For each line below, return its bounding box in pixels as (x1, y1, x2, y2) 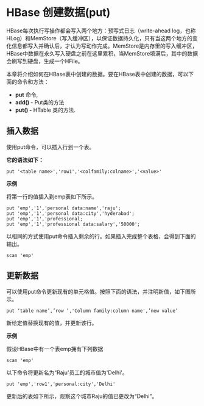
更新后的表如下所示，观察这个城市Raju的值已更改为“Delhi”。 (6, 392, 158, 400)
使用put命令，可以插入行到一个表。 (6, 143, 95, 150)
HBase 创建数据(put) (6, 5, 111, 20)
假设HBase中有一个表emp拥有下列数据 (6, 345, 104, 352)
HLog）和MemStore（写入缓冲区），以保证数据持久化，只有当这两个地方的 (6, 34, 193, 42)
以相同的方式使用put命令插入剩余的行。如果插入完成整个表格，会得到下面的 (6, 233, 196, 240)
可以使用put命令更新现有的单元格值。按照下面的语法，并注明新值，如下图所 (6, 288, 196, 295)
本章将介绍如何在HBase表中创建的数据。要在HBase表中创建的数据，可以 (6, 70, 189, 78)
